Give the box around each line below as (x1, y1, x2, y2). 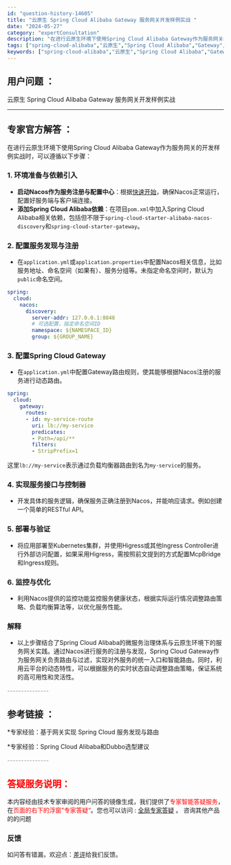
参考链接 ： (7, 708, 55, 720)
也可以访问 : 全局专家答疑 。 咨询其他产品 (102, 806, 220, 814)
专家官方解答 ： (7, 124, 73, 135)
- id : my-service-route (25, 415, 94, 423)
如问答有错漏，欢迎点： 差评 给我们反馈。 (7, 851, 122, 859)
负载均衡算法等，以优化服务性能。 (29, 603, 126, 611)
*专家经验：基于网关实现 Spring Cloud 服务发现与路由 (7, 728, 159, 736)
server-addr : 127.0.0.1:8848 (32, 314, 115, 321)
